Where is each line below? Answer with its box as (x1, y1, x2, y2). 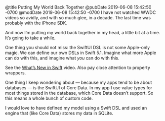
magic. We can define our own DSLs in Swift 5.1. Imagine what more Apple (5, 50, 157, 56)
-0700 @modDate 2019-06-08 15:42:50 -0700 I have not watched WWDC (5, 9, 156, 15)
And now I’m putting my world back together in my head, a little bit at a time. (5, 30, 161, 35)
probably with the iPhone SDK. (5, 20, 68, 26)
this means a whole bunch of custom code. (5, 95, 93, 101)
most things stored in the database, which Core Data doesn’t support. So (5, 90, 154, 96)
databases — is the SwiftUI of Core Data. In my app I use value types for (5, 85, 152, 91)
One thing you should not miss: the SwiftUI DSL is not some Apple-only (5, 45, 150, 50)
